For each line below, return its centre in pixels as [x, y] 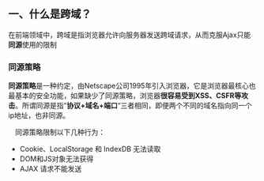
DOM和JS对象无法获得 [57, 159]
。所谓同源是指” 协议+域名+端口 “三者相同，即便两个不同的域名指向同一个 [134, 106]
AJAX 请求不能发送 [51, 169]
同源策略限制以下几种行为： [60, 132]
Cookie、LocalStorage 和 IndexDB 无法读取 [90, 149]
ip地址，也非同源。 [39, 115]
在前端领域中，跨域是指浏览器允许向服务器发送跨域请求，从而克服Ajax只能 [130, 35]
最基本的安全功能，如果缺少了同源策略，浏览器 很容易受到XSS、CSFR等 [125, 96]
